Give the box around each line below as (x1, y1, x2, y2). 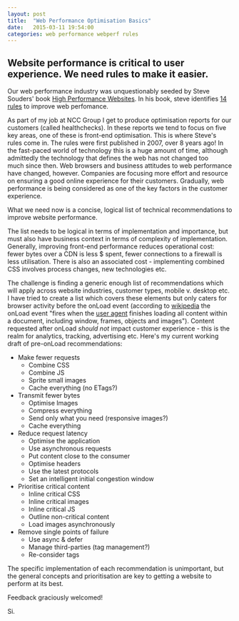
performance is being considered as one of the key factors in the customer (7, 184, 228, 193)
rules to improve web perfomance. (7, 102, 109, 111)
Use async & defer (28, 535, 83, 544)
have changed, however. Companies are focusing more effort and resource (7, 169, 228, 178)
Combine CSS (28, 361, 70, 370)
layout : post (7, 10, 46, 18)
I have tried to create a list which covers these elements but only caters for (7, 294, 227, 303)
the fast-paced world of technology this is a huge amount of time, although (7, 146, 228, 155)
